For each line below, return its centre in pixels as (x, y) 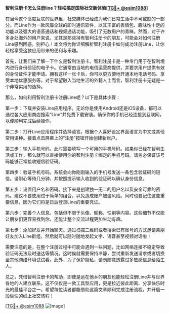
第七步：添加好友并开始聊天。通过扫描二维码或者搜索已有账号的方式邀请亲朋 (85, 230)
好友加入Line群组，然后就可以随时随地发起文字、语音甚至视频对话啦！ (78, 236)
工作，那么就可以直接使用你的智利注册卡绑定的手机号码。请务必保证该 (87, 155)
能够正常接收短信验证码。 (36, 161)
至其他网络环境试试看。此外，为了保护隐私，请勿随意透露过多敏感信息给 (80, 260)
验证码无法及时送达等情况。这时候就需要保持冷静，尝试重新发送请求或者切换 (85, 253)
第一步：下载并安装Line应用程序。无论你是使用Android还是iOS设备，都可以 (83, 108)
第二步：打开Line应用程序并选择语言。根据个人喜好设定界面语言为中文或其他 (85, 132)
